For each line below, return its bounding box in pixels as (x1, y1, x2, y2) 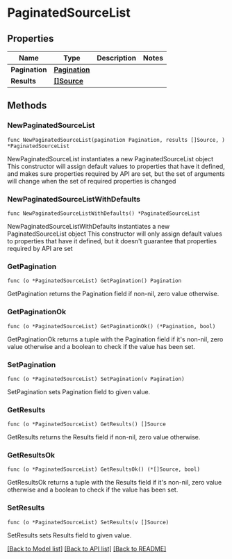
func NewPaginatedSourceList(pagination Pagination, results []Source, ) (7, 136, 226, 143)
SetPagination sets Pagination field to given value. (7, 387, 151, 396)
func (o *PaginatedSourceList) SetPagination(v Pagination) (7, 375, 185, 382)
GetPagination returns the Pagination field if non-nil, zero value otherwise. (7, 290, 219, 298)
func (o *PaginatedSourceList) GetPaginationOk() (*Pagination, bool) (7, 323, 216, 330)
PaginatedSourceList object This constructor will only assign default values (7, 229, 222, 238)
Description (97, 54, 137, 63)
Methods (7, 99, 47, 112)
